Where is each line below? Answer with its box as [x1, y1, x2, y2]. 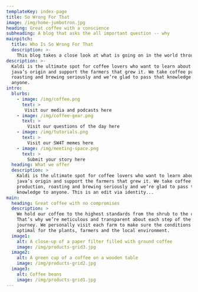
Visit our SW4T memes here [27, 140, 94, 146]
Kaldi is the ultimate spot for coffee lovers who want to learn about [11, 63, 192, 69]
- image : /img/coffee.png [16, 96, 81, 102]
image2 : [11, 250, 31, 255]
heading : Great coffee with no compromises [11, 200, 120, 206]
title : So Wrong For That [6, 14, 70, 20]
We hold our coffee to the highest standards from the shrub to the [16, 211, 189, 217]
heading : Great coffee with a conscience [6, 25, 110, 31]
